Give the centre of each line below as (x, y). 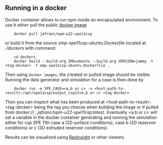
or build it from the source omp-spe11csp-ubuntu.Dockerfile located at (75, 43)
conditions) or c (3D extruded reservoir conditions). (57, 127)
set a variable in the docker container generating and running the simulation (81, 117)
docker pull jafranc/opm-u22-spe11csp (53, 34)
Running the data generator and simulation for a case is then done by (74, 79)
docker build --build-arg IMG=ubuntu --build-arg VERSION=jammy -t (83, 61)
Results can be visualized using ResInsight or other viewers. (65, 137)
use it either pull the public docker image (46, 25)
